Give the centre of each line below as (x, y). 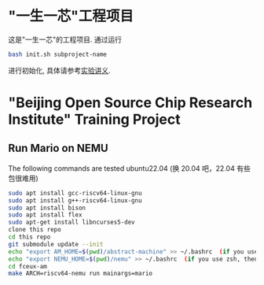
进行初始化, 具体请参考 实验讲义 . (60, 70)
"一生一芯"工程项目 (71, 16)
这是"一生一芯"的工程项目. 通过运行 (65, 39)
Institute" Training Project (94, 120)
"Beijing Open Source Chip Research (130, 102)
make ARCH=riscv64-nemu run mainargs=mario (81, 274)
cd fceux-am (27, 266)
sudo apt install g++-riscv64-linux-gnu (75, 200)
